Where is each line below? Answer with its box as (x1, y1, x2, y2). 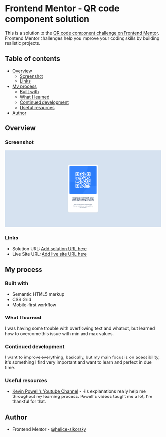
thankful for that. (12, 398, 46, 405)
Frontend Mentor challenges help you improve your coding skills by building (5, 35, 160, 41)
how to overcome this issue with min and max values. (5, 330, 114, 336)
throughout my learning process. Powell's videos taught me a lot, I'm (12, 394, 152, 399)
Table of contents (5, 55, 60, 63)
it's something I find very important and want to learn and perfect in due (5, 359, 152, 365)
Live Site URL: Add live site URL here (12, 251, 87, 257)
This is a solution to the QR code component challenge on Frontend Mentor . (5, 30, 159, 36)
